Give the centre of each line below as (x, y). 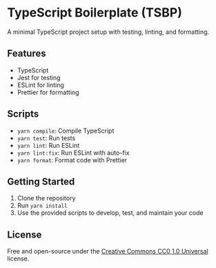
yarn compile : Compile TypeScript (66, 131)
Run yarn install (42, 206)
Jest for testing (39, 77)
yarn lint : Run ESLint (48, 145)
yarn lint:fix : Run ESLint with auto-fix (73, 153)
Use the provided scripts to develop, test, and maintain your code (110, 213)
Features (27, 54)
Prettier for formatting (48, 92)
